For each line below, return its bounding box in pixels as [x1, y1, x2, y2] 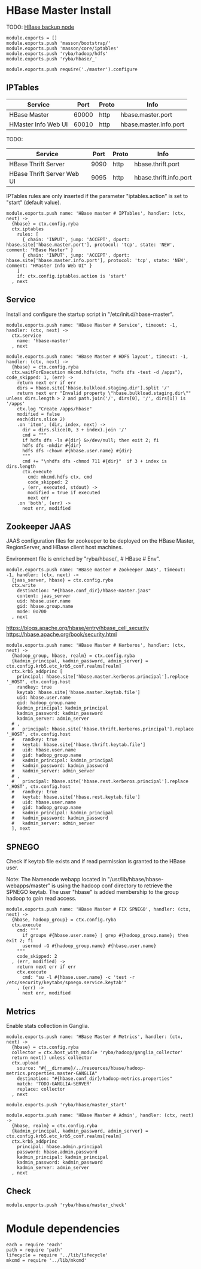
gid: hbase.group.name [17, 604, 74, 610]
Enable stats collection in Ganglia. [6, 1022, 90, 1029]
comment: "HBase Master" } [6, 247, 74, 253]
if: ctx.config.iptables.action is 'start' [17, 273, 127, 279]
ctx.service [11, 333, 42, 339]
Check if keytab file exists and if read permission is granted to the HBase [6, 858, 186, 865]
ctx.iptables [11, 226, 44, 232]
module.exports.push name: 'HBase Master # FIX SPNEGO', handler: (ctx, [6, 906, 191, 912]
